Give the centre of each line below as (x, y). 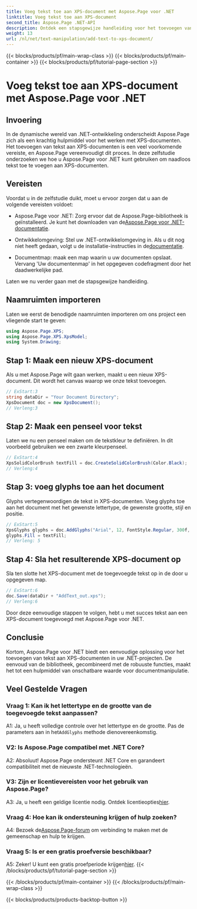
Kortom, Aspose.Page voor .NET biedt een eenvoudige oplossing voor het (95, 652)
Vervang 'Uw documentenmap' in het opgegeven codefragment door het (103, 263)
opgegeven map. (26, 580)
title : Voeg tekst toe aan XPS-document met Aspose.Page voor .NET (90, 11)
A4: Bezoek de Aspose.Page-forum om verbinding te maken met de (87, 830)
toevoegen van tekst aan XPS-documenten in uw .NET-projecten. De (89, 658)
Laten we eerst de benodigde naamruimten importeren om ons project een (96, 314)
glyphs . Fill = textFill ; (36, 536)
